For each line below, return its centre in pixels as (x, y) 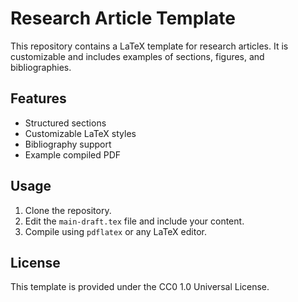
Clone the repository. (68, 210)
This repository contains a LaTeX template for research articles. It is (149, 46)
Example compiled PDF (73, 154)
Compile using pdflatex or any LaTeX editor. (115, 231)
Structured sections (65, 123)
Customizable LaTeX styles (80, 133)
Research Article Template (123, 18)
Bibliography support (68, 144)
